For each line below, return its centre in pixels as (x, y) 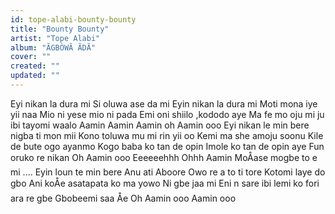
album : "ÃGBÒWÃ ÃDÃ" (53, 47)
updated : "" (35, 76)
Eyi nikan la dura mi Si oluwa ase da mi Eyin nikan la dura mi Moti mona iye (164, 103)
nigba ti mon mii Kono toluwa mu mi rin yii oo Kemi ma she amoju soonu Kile (167, 135)
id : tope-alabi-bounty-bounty (73, 19)
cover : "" (31, 57)
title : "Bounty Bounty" (60, 29)
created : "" (35, 66)
